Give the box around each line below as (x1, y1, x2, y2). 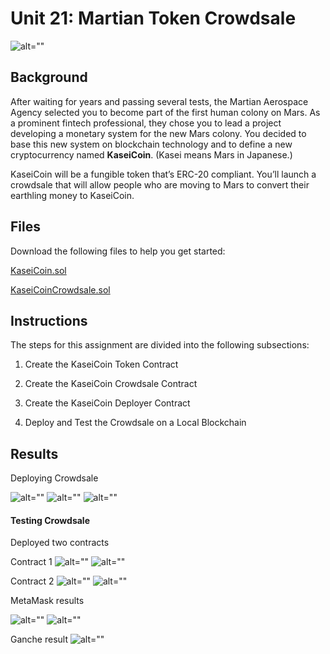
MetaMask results (10, 595, 85, 607)
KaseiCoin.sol (10, 264, 67, 276)
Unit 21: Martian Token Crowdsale (10, 7, 297, 30)
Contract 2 (10, 575, 55, 587)
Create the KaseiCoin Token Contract (24, 358, 179, 371)
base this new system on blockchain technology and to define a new (10, 138, 293, 150)
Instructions (10, 312, 88, 329)
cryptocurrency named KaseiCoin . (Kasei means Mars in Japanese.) (10, 148, 293, 161)
